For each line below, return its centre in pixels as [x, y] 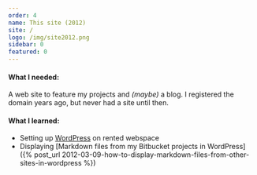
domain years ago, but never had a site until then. [89, 103]
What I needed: [34, 77]
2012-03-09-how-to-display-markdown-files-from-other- [156, 155]
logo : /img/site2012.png [49, 37]
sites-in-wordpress [50, 163]
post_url [47, 155]
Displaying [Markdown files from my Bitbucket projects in [113, 147]
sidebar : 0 [26, 45]
